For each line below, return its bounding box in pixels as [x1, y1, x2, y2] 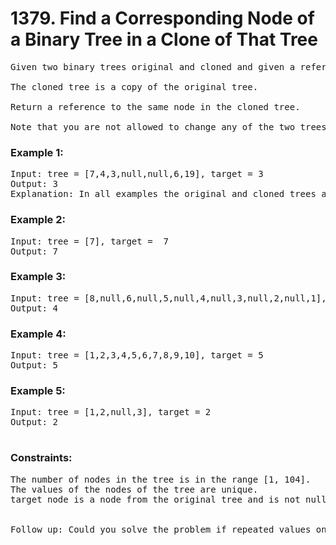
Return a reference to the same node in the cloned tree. [10, 101, 301, 112]
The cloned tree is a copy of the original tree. [10, 81, 259, 92]
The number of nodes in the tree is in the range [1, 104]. [10, 473, 312, 485]
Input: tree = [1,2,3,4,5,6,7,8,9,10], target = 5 [10, 350, 264, 361]
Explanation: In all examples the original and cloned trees [10, 188, 317, 200]
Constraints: [10, 451, 73, 465]
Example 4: [10, 327, 67, 341]
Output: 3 [10, 178, 58, 190]
